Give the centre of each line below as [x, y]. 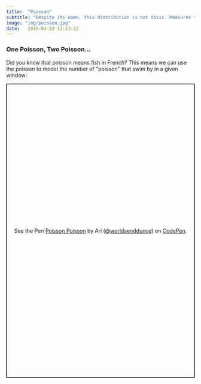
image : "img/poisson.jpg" [38, 23]
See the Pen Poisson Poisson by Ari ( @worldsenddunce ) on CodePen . [100, 230]
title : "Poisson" [29, 12]
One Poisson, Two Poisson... [49, 50]
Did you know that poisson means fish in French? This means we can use [97, 62]
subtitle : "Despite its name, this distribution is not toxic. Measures [99, 17]
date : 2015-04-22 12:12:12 [42, 28]
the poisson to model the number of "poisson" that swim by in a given [92, 69]
